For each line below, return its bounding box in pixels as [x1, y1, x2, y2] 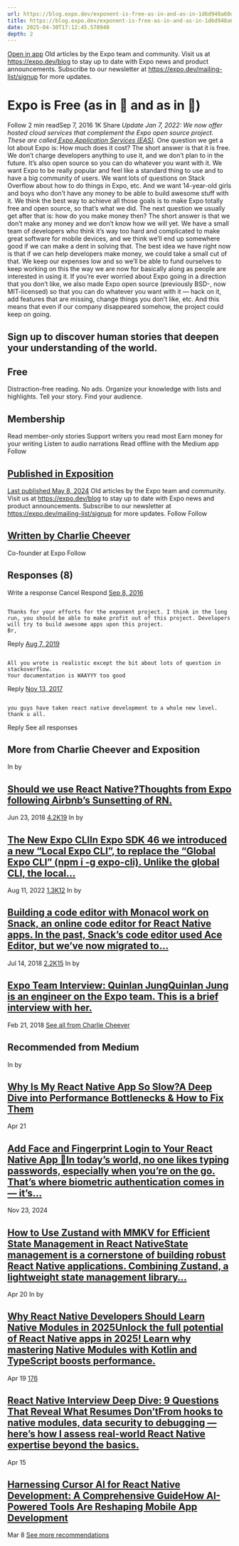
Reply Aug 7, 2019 [7, 639, 60, 648]
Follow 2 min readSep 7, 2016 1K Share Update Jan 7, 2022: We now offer [7, 121, 223, 130]
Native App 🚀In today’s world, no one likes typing [7, 1154, 230, 1166]
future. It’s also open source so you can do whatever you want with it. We [7, 159, 223, 167]
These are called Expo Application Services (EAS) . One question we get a [7, 136, 224, 144]
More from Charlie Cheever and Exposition [7, 744, 201, 756]
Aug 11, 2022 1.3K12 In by [7, 886, 82, 895]
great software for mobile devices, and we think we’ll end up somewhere [7, 234, 221, 243]
